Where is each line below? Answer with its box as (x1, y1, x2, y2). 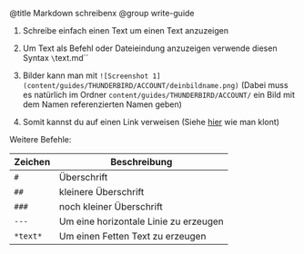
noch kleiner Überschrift (58, 200, 164, 212)
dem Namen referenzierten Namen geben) (22, 99, 182, 110)
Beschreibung (110, 156, 173, 168)
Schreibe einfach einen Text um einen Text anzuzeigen (22, 25, 229, 35)
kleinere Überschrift (58, 186, 145, 198)
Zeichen (14, 156, 51, 168)
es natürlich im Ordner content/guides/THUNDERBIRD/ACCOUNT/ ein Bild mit (22, 90, 296, 100)
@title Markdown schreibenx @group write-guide (9, 8, 195, 18)
